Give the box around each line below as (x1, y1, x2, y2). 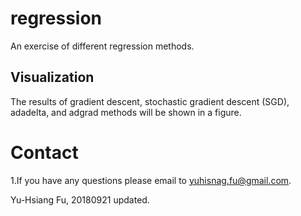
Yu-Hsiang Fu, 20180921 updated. (10, 193, 150, 206)
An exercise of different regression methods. (10, 40, 195, 52)
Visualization (10, 69, 95, 86)
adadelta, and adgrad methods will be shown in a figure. (10, 106, 242, 118)
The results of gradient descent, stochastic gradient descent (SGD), (10, 95, 290, 107)
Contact (10, 141, 79, 164)
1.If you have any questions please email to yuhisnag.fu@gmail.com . (10, 174, 292, 186)
